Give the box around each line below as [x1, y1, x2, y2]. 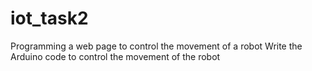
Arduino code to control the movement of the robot [10, 50, 221, 62]
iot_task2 [10, 7, 89, 30]
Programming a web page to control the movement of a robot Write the [10, 40, 303, 52]
